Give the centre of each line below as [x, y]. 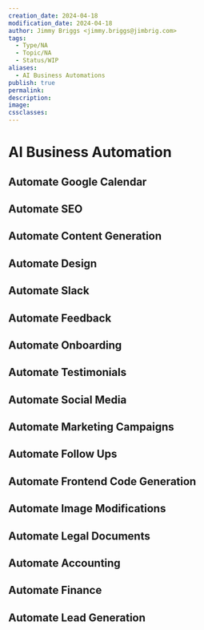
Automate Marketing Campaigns [91, 427]
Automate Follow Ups [63, 454]
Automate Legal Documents [79, 536]
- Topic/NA [34, 53]
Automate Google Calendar [78, 182]
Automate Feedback [60, 318]
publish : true [32, 83]
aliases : [23, 68]
